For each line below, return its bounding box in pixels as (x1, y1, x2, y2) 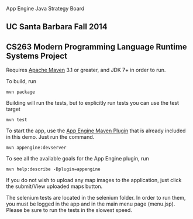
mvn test (6, 117, 27, 123)
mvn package (6, 89, 35, 95)
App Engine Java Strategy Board (6, 5, 85, 12)
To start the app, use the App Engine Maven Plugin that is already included (6, 127, 186, 134)
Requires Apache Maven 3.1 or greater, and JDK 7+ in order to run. (6, 67, 166, 74)
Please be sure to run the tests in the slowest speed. (6, 207, 133, 214)
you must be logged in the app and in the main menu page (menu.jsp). (6, 200, 175, 207)
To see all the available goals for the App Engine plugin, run (6, 155, 149, 162)
